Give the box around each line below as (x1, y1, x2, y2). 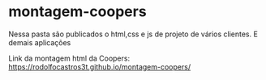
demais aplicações (8, 37, 71, 47)
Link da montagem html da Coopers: (8, 53, 131, 63)
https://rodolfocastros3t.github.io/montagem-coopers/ (8, 61, 191, 71)
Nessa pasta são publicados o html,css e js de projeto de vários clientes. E (8, 29, 258, 39)
